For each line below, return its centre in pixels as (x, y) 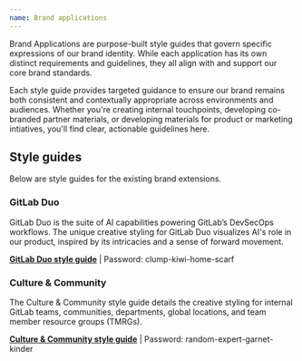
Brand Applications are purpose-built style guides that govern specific (141, 44)
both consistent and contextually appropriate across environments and (141, 100)
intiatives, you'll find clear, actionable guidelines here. (110, 129)
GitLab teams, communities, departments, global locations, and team (138, 312)
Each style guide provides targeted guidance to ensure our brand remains (147, 90)
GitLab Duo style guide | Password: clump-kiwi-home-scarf (122, 259)
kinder (21, 349)
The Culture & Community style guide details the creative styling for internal (151, 302)
